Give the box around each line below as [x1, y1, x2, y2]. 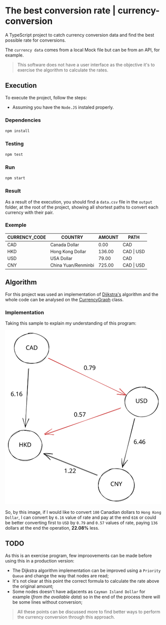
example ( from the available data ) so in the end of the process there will [12, 594, 160, 600]
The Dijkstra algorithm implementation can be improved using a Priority [12, 567, 161, 573]
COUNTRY [61, 234, 83, 240]
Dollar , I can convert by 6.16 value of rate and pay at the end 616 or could [5, 514, 157, 520]
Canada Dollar [50, 241, 79, 248]
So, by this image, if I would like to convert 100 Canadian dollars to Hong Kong [5, 509, 162, 515]
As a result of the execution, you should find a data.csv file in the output [5, 199, 153, 205]
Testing [5, 140, 24, 147]
